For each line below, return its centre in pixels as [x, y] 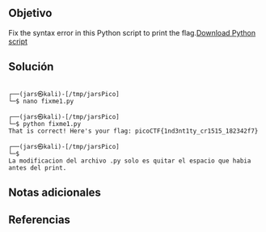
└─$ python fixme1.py [45, 124]
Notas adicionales [55, 193]
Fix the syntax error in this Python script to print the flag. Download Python [132, 32]
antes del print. [38, 168]
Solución [31, 67]
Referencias [40, 220]
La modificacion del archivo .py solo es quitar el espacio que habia [130, 161]
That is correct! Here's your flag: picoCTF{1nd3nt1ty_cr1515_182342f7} [133, 131]
